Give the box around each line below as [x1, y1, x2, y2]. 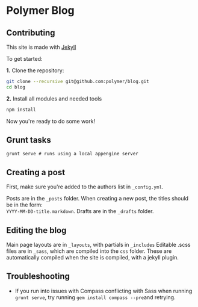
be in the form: [6, 201, 43, 208]
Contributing [6, 28, 55, 38]
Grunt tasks [6, 135, 51, 145]
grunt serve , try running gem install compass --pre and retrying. [14, 293, 176, 301]
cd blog [6, 84, 26, 90]
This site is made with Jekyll [6, 43, 76, 51]
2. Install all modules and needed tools [6, 95, 102, 102]
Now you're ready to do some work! [6, 117, 95, 125]
